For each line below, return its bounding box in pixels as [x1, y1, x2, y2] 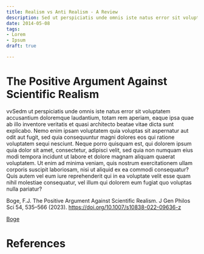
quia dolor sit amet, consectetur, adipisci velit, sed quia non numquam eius [6, 146, 193, 153]
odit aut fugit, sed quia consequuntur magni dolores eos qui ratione [6, 133, 175, 141]
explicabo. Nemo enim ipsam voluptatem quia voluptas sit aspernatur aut [6, 127, 189, 134]
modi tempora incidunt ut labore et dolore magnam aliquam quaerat [6, 153, 175, 160]
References [6, 237, 66, 250]
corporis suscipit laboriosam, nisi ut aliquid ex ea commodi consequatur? [6, 166, 189, 173]
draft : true [6, 43, 36, 49]
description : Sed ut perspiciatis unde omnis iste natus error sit [6, 15, 181, 21]
